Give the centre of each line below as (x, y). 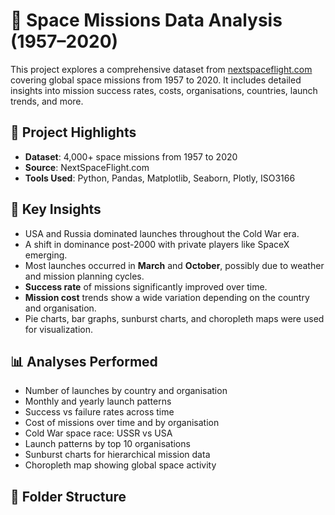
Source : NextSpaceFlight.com (87, 167)
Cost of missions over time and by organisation (122, 423)
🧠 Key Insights (56, 209)
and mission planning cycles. (84, 276)
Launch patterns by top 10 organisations (107, 444)
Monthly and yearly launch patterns (98, 401)
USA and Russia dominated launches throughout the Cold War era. (162, 233)
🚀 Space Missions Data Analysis (146, 20)
